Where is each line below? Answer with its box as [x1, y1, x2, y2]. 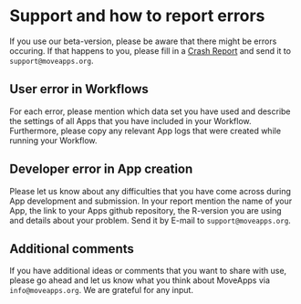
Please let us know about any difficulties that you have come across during [9, 185, 292, 196]
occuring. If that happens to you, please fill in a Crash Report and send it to [9, 45, 292, 56]
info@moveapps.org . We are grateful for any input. [9, 285, 194, 296]
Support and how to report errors [9, 5, 265, 26]
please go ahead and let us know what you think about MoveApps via [9, 275, 271, 286]
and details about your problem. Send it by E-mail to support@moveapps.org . [9, 215, 292, 225]
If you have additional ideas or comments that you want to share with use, [9, 266, 287, 277]
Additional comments [9, 241, 134, 257]
